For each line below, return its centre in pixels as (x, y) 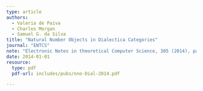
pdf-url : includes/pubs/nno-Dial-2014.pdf (66, 74)
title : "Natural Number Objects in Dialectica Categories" (82, 40)
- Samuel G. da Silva (39, 34)
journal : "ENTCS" (28, 46)
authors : (17, 17)
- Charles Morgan (34, 29)
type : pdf (24, 68)
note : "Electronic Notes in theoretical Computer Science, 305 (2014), (98, 51)
